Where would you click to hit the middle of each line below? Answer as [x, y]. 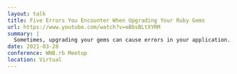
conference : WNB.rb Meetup [47, 54]
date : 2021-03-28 [33, 47]
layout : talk [27, 14]
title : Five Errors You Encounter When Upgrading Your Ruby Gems [106, 20]
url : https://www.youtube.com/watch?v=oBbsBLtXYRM [84, 27]
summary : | [23, 33]
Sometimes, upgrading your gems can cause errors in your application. [122, 40]
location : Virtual [35, 60]
